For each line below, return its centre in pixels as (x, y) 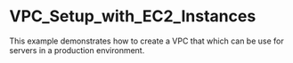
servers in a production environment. (77, 50)
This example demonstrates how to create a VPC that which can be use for (146, 41)
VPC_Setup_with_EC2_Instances (133, 16)
